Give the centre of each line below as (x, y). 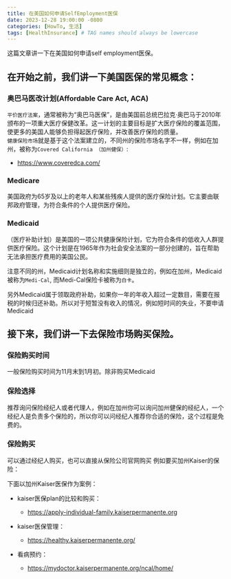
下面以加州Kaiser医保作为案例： (52, 483)
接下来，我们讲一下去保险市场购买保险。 (93, 334)
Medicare (23, 180)
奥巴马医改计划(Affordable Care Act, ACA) (78, 98)
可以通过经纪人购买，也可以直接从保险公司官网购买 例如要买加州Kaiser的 (110, 460)
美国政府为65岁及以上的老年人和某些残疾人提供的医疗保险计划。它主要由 (110, 196)
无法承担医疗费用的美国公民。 (49, 256)
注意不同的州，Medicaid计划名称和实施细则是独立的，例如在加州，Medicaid (114, 271)
